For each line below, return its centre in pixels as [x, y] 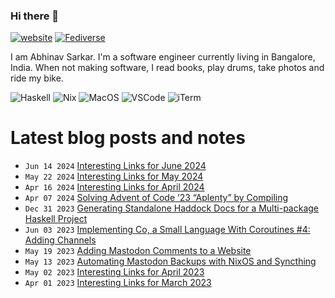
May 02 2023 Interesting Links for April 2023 [114, 272]
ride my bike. [37, 78]
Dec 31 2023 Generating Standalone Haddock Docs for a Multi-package [171, 208]
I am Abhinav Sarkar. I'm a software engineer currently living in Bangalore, [163, 57]
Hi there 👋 [35, 16]
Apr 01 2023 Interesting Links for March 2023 [118, 283]
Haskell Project [56, 219]
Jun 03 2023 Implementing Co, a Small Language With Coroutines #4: [167, 230]
